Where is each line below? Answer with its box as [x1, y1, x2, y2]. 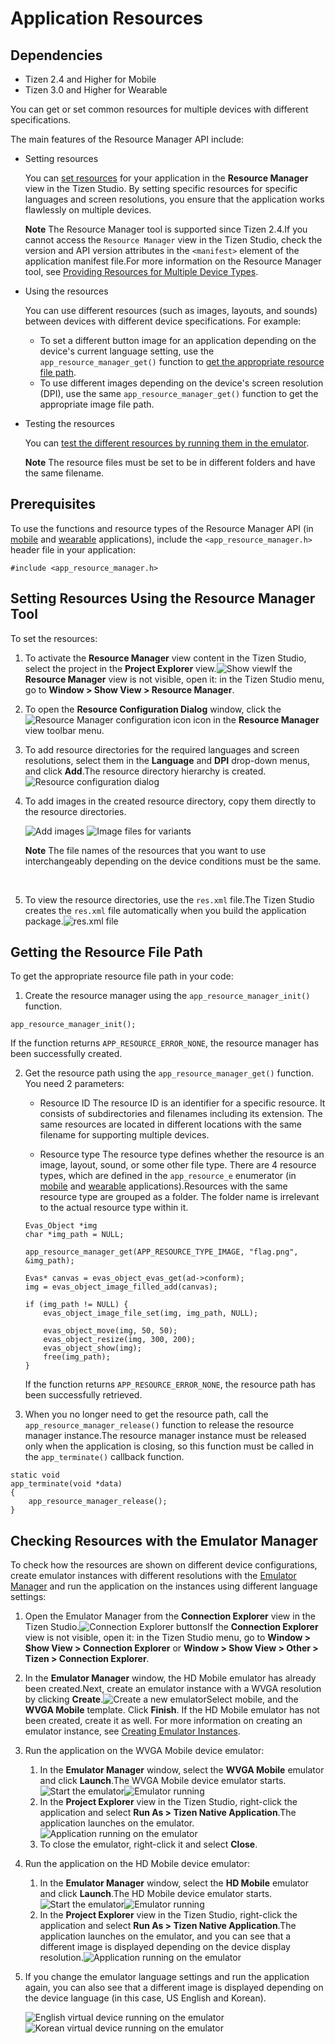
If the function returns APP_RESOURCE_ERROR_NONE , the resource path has [24, 1378, 316, 1391]
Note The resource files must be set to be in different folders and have [24, 457, 316, 468]
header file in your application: [10, 543, 136, 556]
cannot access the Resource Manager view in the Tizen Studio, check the [24, 234, 323, 246]
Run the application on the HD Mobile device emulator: [24, 1858, 251, 1870]
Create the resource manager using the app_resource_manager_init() [24, 990, 311, 1002]
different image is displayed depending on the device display [39, 1941, 291, 1953]
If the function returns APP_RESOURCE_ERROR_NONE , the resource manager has [10, 1037, 320, 1049]
